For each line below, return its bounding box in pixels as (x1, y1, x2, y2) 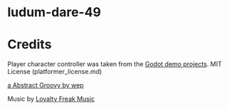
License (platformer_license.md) (7, 68, 102, 76)
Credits (7, 37, 52, 53)
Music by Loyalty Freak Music (7, 94, 95, 103)
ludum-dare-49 (7, 4, 102, 20)
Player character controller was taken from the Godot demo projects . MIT (7, 60, 222, 68)
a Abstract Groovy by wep (7, 81, 84, 90)
